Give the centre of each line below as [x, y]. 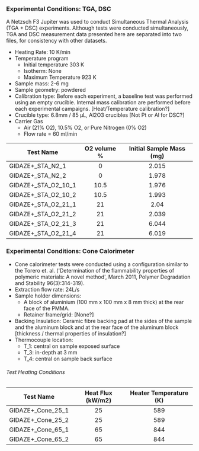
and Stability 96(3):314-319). [49, 283]
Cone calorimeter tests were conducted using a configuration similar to [101, 264]
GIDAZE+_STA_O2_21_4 [43, 234]
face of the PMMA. [46, 308]
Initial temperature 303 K [54, 65]
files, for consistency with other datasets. [57, 41]
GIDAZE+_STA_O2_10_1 [43, 185]
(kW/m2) [98, 400]
